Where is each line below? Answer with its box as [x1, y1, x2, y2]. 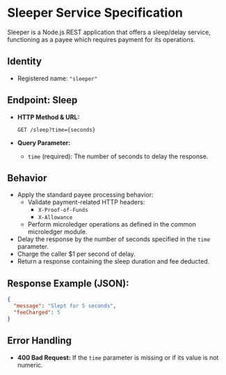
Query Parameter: [17, 138, 71, 147]
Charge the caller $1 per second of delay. [17, 250, 136, 259]
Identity [7, 56, 42, 68]
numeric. [17, 360, 43, 369]
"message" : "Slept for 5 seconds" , [13, 303, 117, 309]
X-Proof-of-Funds [38, 207, 88, 214]
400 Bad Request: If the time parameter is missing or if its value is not [17, 353, 219, 362]
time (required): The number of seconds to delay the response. [27, 152, 209, 160]
